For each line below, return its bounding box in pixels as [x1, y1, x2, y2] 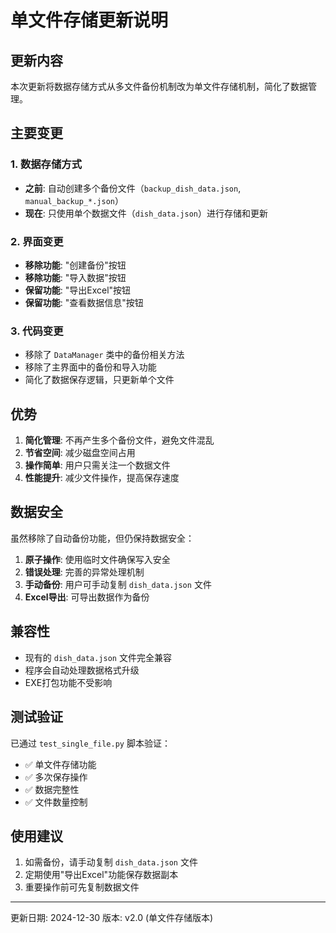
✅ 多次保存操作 [24, 771, 88, 783]
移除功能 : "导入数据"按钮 [24, 271, 127, 283]
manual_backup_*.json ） [24, 194, 124, 206]
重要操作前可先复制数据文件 [24, 881, 140, 893]
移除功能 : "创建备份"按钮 [24, 259, 127, 271]
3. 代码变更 [10, 324, 64, 338]
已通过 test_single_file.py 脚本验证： [10, 737, 171, 749]
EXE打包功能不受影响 [24, 676, 113, 688]
